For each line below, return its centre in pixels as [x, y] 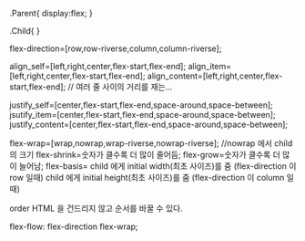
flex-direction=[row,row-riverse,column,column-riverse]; [116, 48]
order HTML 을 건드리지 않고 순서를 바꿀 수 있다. [97, 208]
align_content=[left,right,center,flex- [215, 76]
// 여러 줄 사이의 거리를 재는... [120, 87]
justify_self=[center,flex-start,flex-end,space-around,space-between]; [141, 105]
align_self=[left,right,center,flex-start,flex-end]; [98, 66]
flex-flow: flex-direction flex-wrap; [74, 226]
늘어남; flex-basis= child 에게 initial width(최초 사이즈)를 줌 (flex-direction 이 [158, 166]
